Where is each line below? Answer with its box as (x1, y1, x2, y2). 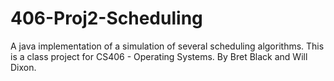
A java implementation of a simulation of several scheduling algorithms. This (10, 40, 325, 52)
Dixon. (10, 61, 37, 73)
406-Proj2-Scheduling (10, 7, 203, 30)
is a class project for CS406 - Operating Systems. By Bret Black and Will (10, 50, 308, 62)
